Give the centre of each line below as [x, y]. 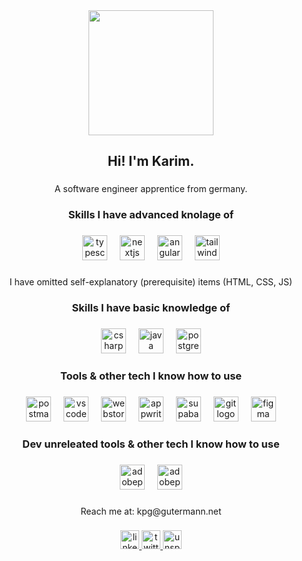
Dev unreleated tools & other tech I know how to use [151, 444]
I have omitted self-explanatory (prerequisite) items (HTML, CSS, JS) [151, 282]
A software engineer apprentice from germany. [151, 189]
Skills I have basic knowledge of [151, 307]
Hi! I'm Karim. [151, 161]
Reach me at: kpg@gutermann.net [151, 511]
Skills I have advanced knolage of [151, 215]
